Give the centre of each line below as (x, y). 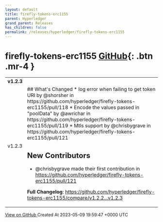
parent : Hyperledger (26, 18)
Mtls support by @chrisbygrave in (113, 125)
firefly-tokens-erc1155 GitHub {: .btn (79, 56)
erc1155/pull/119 (48, 125)
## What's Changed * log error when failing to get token (91, 89)
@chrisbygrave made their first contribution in (88, 169)
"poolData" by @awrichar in (59, 113)
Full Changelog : (45, 192)
